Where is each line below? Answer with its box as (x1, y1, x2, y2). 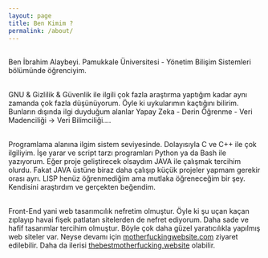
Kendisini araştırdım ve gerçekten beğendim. (8, 182, 156, 192)
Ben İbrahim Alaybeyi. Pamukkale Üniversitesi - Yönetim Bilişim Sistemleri (8, 57, 251, 67)
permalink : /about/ (8, 27, 74, 35)
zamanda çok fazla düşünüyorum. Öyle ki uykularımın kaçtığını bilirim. (8, 98, 239, 109)
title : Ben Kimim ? (8, 19, 74, 27)
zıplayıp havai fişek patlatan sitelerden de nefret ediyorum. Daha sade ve (8, 215, 249, 225)
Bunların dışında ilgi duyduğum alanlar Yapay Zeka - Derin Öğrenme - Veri (8, 107, 253, 117)
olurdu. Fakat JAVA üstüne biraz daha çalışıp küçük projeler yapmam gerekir (8, 166, 261, 175)
